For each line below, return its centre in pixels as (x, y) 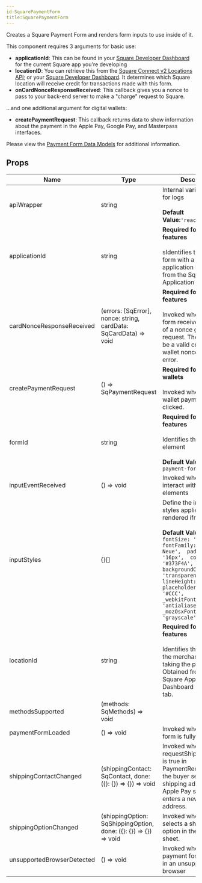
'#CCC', (173, 594)
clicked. (173, 407)
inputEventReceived (38, 485)
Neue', (172, 552)
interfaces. (28, 132)
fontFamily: (179, 546)
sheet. (171, 838)
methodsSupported (37, 712)
